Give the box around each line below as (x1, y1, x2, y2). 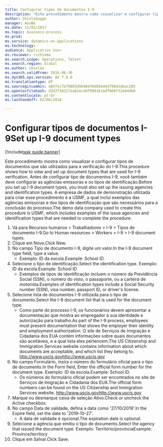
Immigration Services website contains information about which (19, 344, 147, 349)
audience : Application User (5, 48, 62, 52)
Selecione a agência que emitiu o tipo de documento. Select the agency (12, 421, 155, 427)
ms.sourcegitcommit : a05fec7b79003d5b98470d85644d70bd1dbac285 (5, 84, 136, 89)
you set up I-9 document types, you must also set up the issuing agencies (5, 184, 153, 190)
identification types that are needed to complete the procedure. (5, 215, 132, 221)
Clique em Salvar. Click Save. (12, 436, 69, 442)
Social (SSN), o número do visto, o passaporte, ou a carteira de (19, 276, 146, 282)
